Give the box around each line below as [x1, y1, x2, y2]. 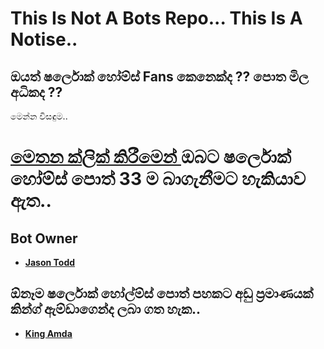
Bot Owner [10, 230, 78, 247]
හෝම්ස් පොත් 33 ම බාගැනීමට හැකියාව [10, 168, 307, 191]
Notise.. [10, 28, 78, 51]
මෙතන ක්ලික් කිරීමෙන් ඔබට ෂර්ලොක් [10, 146, 292, 169]
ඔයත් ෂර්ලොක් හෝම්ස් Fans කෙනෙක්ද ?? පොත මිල [10, 68, 309, 85]
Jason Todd [24, 257, 76, 268]
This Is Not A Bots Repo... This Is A [10, 7, 303, 30]
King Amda [24, 327, 73, 339]
